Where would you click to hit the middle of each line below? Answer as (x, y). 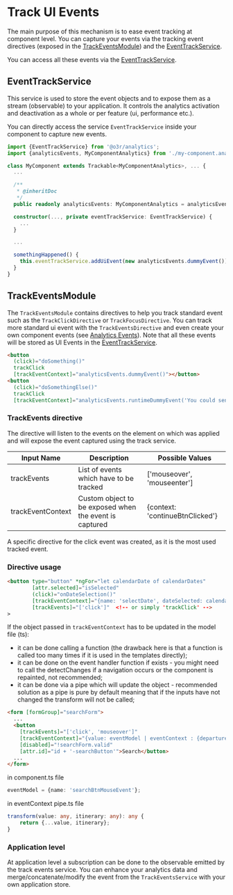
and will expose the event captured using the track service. (92, 441)
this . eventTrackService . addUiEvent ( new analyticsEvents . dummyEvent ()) (124, 262)
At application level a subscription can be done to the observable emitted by (116, 862)
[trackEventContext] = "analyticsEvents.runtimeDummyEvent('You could (114, 400)
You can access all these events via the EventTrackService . (92, 59)
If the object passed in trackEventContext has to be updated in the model (112, 627)
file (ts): (18, 635)
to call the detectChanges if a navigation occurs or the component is (115, 670)
